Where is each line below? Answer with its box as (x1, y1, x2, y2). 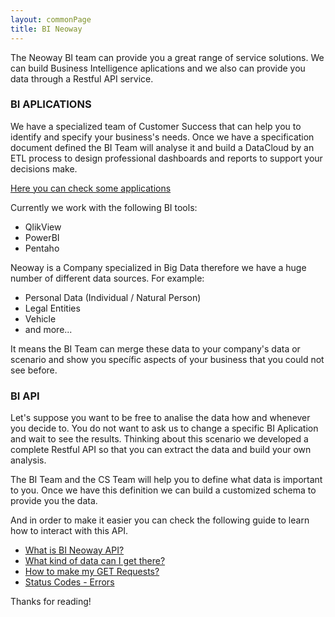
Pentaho (24, 242, 60, 254)
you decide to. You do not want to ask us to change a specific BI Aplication (10, 422, 319, 435)
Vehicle (24, 312, 57, 325)
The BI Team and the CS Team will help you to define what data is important (10, 474, 323, 486)
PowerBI (24, 231, 60, 243)
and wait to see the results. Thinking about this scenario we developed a (10, 433, 309, 445)
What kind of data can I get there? (24, 555, 166, 567)
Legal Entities (24, 302, 81, 314)
